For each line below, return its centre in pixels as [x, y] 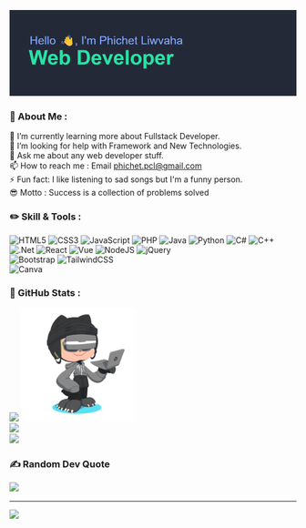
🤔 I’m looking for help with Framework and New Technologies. [126, 146]
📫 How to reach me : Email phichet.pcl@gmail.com [106, 166]
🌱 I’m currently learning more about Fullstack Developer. [115, 137]
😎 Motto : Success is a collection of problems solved [109, 193]
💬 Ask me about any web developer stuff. [87, 156]
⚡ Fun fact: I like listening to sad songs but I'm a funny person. [126, 179]
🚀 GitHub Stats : [45, 292]
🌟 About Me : [39, 117]
